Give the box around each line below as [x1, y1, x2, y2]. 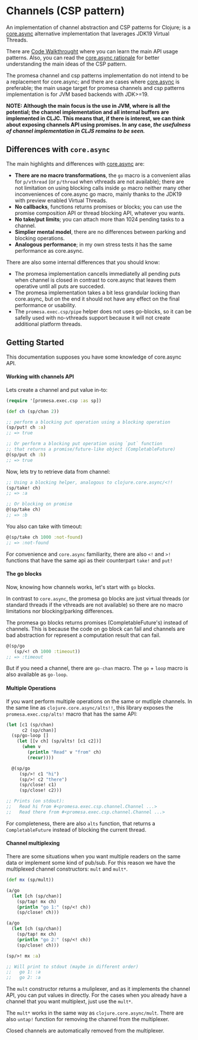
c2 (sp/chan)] [21, 727, 57, 733]
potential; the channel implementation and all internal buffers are [6, 108, 170, 115]
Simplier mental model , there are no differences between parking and [14, 228, 186, 235]
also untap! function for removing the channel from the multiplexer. [6, 1016, 170, 1023]
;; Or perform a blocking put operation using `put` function [6, 441, 163, 447]
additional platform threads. [14, 320, 82, 327]
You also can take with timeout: [6, 523, 83, 530]
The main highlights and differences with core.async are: [6, 160, 145, 167]
